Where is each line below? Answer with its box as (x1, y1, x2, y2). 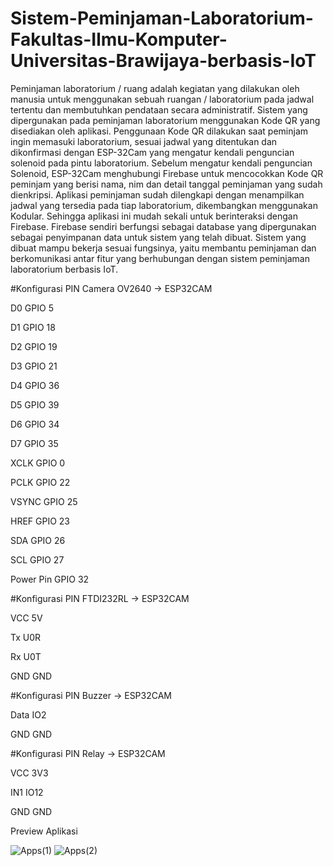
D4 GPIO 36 (10, 379, 60, 391)
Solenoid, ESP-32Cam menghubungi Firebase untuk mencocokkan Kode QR (10, 167, 324, 179)
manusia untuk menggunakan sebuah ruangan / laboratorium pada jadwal (10, 93, 315, 105)
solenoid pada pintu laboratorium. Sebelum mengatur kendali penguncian (10, 157, 313, 169)
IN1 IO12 (10, 786, 44, 798)
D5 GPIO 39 (10, 398, 60, 411)
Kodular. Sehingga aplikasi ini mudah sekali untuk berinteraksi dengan (10, 210, 298, 222)
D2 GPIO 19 (10, 340, 58, 352)
